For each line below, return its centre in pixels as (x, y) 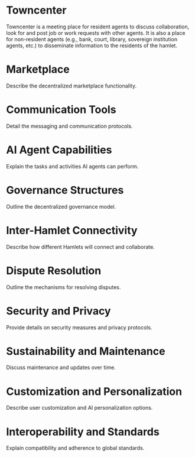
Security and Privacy (58, 311)
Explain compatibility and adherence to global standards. (75, 448)
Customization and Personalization (94, 391)
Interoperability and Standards (83, 432)
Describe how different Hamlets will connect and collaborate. (80, 247)
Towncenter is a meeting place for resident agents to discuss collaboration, (98, 27)
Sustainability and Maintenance (86, 351)
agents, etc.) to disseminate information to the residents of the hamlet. (92, 46)
